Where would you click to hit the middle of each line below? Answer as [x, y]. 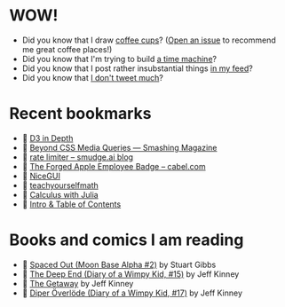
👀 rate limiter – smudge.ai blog [78, 157]
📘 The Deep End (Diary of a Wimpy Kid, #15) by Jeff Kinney [131, 274]
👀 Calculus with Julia [60, 194]
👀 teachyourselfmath [60, 185]
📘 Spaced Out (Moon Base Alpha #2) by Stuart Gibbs [119, 264]
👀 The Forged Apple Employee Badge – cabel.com [114, 166]
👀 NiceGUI [41, 176]
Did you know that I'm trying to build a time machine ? [119, 59]
